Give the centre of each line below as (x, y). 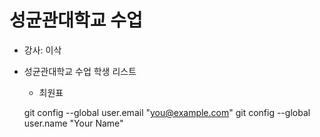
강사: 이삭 (42, 50)
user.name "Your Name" (73, 123)
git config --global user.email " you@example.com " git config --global (167, 112)
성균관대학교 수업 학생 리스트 (80, 71)
